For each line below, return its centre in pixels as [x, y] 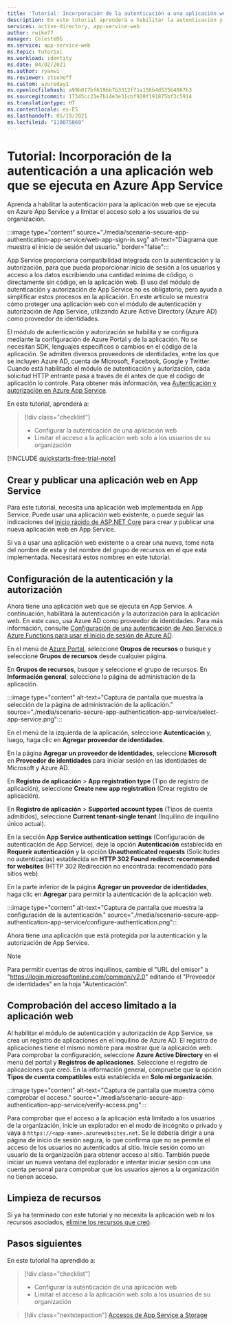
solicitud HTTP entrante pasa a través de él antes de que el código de [106, 376]
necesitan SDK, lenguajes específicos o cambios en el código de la [102, 347]
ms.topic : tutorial [35, 52]
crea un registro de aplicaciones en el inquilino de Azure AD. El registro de [112, 1040]
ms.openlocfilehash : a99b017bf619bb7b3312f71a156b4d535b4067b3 [100, 90]
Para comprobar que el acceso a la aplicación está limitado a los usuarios [111, 1118]
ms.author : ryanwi [33, 71]
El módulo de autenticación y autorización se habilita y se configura [103, 332]
